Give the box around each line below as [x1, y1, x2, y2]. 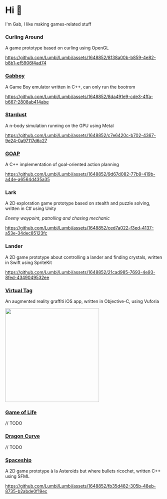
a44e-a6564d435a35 [5, 176, 50, 182]
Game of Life [5, 408, 37, 415]
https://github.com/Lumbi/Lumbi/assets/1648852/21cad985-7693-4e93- [5, 269, 155, 275]
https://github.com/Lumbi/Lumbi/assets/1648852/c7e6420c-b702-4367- [5, 132, 156, 138]
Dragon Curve [5, 432, 40, 439]
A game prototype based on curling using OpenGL [5, 45, 109, 51]
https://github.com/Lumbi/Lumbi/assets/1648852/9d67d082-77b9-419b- [5, 171, 156, 177]
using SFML [5, 473, 30, 479]
